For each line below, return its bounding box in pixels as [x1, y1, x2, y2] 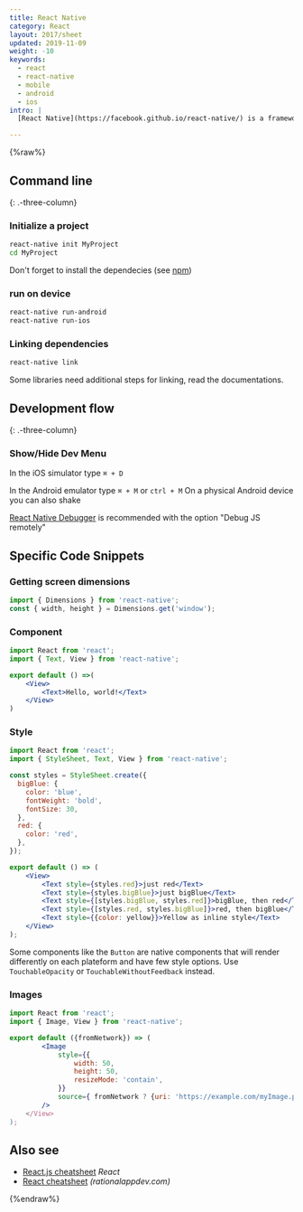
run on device [9, 287, 71, 299]
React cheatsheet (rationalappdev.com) [22, 1176, 171, 1187]
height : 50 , [73, 1067, 119, 1076]
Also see [9, 1142, 60, 1158]
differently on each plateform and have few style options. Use [9, 955, 239, 967]
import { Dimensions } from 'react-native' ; [9, 596, 179, 605]
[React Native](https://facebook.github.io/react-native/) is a [17, 114, 264, 123]
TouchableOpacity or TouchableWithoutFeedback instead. [9, 965, 216, 976]
